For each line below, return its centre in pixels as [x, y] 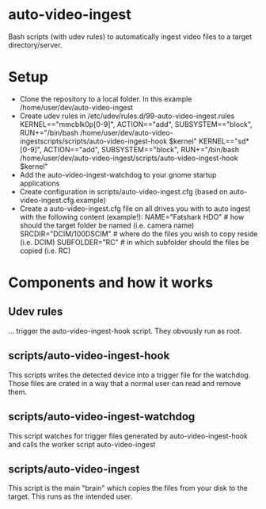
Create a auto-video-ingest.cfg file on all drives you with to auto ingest [135, 209]
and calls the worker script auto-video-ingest [82, 444]
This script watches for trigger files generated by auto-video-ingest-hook [128, 436]
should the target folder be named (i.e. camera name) [107, 225]
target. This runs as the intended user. [70, 496]
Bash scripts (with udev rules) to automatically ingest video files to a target [130, 36]
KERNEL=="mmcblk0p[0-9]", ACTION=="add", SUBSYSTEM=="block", [136, 124]
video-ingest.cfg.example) [63, 200]
